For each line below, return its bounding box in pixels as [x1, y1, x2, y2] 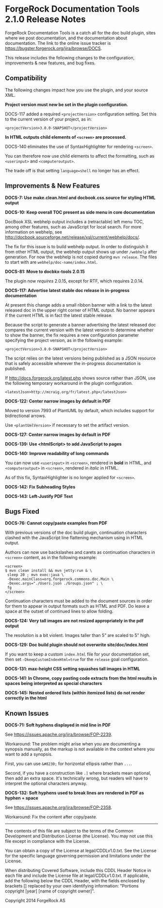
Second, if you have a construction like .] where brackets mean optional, [5, 770, 151, 776]
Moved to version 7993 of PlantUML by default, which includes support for [5, 407, 154, 413]
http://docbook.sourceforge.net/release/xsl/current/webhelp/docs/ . [5, 234, 140, 240]
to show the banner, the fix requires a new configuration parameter [5, 332, 139, 338]
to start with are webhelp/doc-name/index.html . [5, 259, 98, 265]
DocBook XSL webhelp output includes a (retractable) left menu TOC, [5, 218, 144, 224]
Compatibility [5, 74, 47, 82]
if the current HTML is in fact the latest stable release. [5, 312, 113, 318]
